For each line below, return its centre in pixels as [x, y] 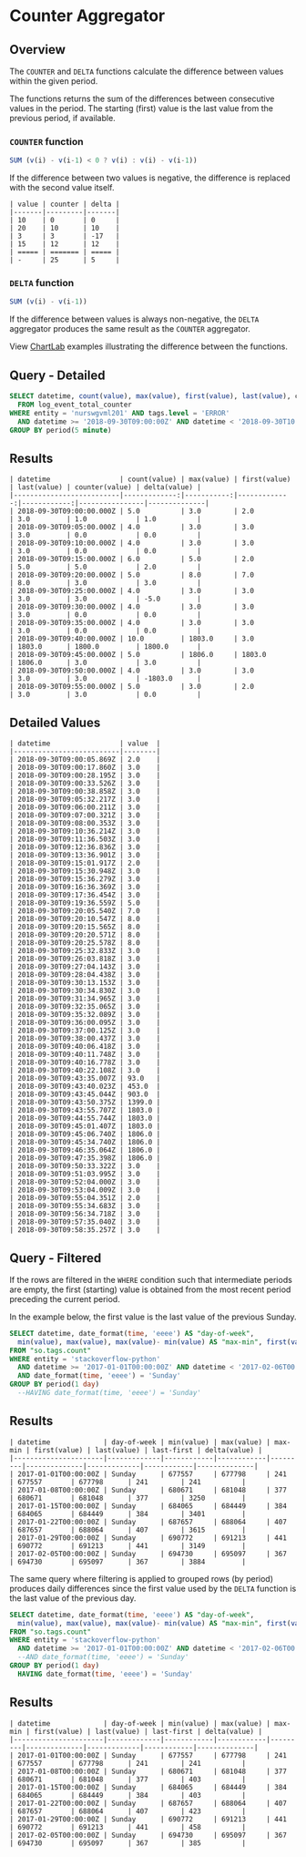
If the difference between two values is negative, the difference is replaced [150, 178]
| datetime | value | [85, 744]
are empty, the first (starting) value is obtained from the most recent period [150, 1289]
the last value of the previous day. [73, 1598]
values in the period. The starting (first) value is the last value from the [141, 108]
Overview [38, 50]
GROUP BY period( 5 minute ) [61, 430]
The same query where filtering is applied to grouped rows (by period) [142, 1578]
